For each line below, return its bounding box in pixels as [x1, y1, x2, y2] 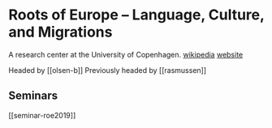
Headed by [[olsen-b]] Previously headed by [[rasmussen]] [8, 65, 207, 75]
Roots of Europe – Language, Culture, [8, 6, 265, 24]
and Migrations [8, 23, 113, 41]
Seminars [8, 89, 58, 103]
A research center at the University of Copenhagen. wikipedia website [8, 49, 244, 59]
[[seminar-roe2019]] [8, 110, 76, 120]
